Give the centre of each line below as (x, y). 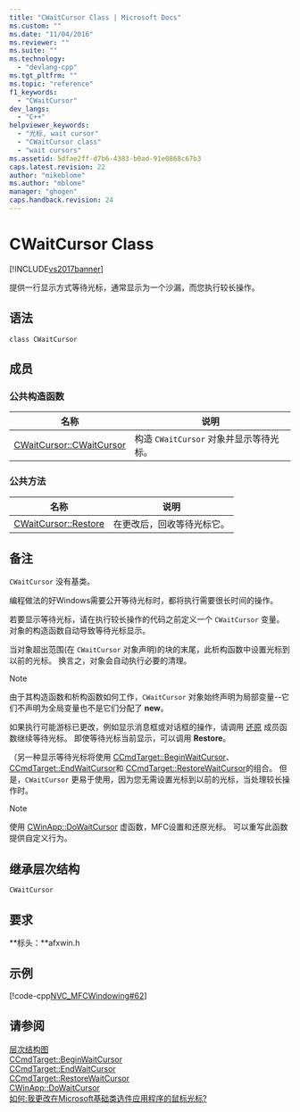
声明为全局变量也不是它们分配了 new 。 (96, 708)
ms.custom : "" (36, 26)
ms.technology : (37, 59)
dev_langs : (29, 109)
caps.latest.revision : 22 (57, 167)
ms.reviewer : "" (39, 42)
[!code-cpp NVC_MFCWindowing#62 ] (78, 995)
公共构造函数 (37, 396)
